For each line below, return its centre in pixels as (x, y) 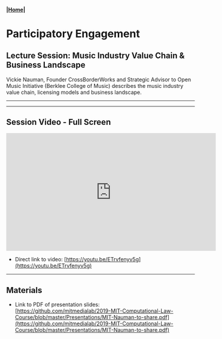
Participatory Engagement (73, 33)
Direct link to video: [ (40, 259)
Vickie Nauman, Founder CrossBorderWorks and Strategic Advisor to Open (99, 80)
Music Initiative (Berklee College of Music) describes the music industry (95, 85)
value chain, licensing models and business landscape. (74, 92)
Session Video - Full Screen (59, 122)
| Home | (16, 10)
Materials (24, 290)
